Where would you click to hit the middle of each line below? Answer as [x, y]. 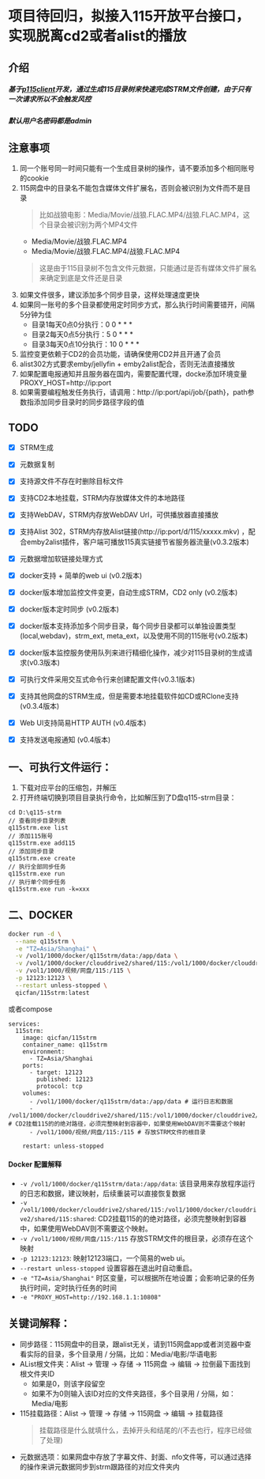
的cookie [34, 178]
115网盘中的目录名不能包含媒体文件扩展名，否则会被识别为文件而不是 [132, 188]
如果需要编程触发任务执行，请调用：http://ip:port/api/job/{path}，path [134, 392]
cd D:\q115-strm [35, 812]
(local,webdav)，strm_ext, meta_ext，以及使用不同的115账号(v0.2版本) [134, 635]
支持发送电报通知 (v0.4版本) [65, 739]
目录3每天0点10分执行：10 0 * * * [85, 344]
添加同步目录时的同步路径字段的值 [89, 402]
